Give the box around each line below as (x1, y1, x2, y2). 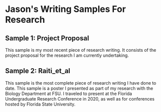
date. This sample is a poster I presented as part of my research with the (5, 85, 154, 91)
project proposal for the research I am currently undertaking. (5, 52, 129, 58)
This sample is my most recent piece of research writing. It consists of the (5, 47, 157, 53)
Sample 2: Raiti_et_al (5, 67, 70, 75)
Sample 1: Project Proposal (5, 34, 89, 42)
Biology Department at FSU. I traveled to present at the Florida (5, 91, 132, 97)
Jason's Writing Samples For (5, 3, 126, 15)
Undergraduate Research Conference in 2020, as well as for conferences (5, 96, 155, 102)
